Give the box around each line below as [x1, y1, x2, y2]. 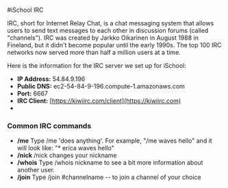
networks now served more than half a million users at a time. [7, 48, 181, 56]
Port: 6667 [16, 89, 49, 97]
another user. [16, 166, 55, 174]
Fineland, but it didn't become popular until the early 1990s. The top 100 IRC [7, 41, 222, 49]
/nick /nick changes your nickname [16, 151, 118, 160]
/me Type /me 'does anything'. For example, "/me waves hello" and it [16, 137, 212, 145]
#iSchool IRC [7, 6, 44, 14]
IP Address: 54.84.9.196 [16, 75, 86, 83]
